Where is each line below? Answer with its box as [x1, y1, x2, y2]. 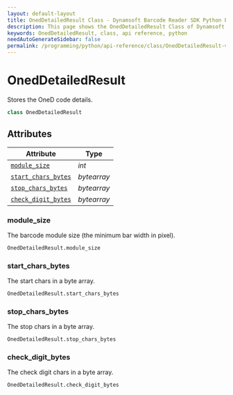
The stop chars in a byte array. [7, 323, 95, 331]
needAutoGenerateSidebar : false [7, 36, 101, 43]
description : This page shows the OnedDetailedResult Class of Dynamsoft [7, 23, 225, 30]
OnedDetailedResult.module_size [7, 244, 101, 251]
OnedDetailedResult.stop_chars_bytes [7, 336, 116, 343]
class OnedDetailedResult [7, 108, 82, 115]
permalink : [7, 42, 39, 49]
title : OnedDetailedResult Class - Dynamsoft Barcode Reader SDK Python [7, 17, 222, 24]
